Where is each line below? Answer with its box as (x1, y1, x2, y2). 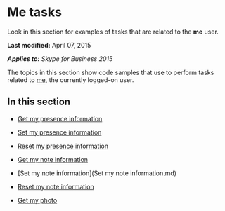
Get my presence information (17, 114, 103, 123)
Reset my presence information (17, 142, 109, 150)
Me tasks (7, 4, 62, 20)
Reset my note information (17, 182, 94, 191)
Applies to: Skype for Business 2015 (7, 54, 113, 63)
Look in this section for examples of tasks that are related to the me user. (7, 27, 219, 36)
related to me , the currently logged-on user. (7, 75, 134, 84)
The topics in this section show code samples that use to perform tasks (7, 68, 214, 76)
